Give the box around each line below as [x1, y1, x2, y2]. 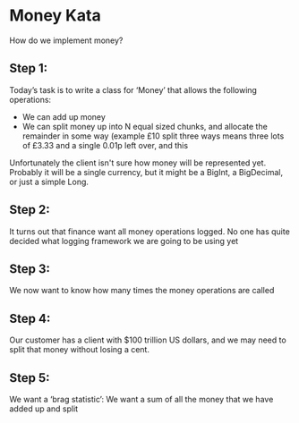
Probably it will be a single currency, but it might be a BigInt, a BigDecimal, [9, 166, 284, 177]
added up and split [9, 403, 79, 414]
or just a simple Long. [9, 176, 90, 187]
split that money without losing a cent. [9, 344, 150, 355]
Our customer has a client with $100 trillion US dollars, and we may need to [9, 334, 286, 345]
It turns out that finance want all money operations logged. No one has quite [9, 225, 291, 237]
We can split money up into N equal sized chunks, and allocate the [21, 121, 269, 131]
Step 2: [9, 202, 51, 217]
